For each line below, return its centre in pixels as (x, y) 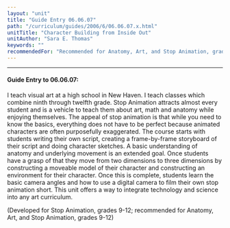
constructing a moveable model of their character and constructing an (106, 168)
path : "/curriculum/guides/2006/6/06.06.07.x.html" (82, 26)
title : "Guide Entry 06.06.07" (52, 20)
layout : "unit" (29, 13)
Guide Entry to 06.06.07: (43, 80)
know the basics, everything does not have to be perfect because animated (114, 125)
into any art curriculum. (40, 197)
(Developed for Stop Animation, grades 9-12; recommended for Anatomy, (111, 210)
